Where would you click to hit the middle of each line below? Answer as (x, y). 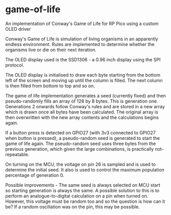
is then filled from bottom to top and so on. (50, 86)
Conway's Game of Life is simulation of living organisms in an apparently (82, 39)
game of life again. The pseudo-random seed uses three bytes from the (81, 144)
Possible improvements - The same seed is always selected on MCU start (83, 185)
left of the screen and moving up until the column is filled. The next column (84, 80)
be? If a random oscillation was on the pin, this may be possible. (73, 207)
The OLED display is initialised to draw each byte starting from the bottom (83, 75)
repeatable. (17, 154)
